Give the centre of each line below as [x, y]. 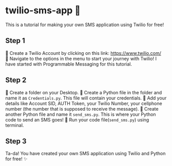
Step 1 [15, 41]
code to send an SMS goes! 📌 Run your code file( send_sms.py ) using [77, 119]
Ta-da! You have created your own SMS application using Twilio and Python [85, 154]
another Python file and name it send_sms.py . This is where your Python [81, 114]
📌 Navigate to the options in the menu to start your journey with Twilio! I [81, 58]
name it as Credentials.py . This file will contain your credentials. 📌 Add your [86, 98]
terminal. [15, 125]
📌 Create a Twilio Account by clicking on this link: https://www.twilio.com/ [83, 53]
